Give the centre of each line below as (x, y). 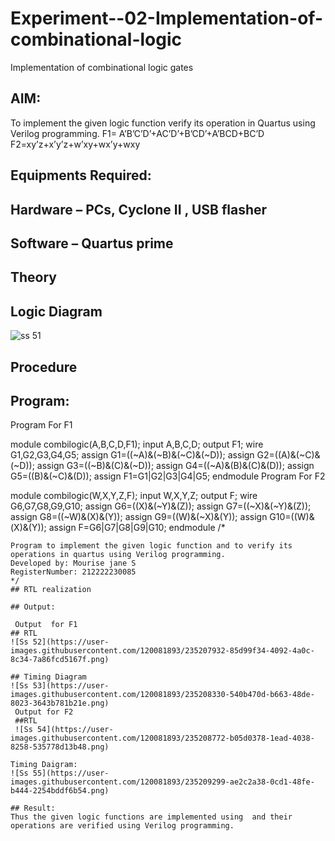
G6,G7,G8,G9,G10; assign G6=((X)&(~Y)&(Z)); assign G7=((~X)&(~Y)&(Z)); (161, 506)
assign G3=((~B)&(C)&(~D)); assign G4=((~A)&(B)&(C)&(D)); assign (175, 466)
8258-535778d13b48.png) (60, 747)
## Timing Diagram (48, 677)
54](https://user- (75, 730)
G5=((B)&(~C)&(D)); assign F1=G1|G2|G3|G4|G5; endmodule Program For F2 (168, 476)
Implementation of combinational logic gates (102, 67)
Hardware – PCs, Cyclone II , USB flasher (139, 209)
